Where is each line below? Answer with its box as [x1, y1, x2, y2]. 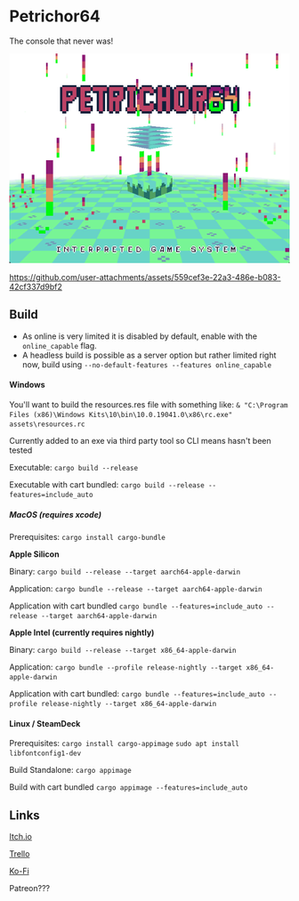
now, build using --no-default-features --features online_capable [21, 358, 272, 370]
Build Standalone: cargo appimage [9, 765, 132, 776]
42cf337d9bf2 [9, 281, 62, 292]
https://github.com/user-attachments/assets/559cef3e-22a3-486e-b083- [9, 271, 281, 282]
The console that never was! [9, 36, 114, 46]
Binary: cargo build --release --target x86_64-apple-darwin [9, 644, 237, 655]
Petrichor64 [9, 6, 101, 27]
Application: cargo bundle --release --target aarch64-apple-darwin [9, 583, 263, 593]
